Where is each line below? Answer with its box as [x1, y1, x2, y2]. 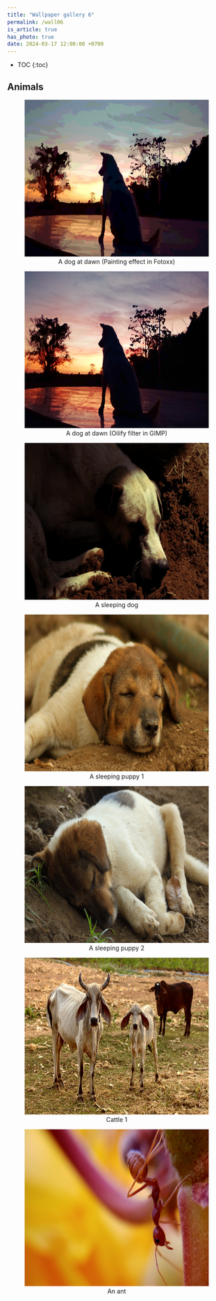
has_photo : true [7, 33, 54, 40]
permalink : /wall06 [7, 18, 64, 26]
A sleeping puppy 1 [89, 772, 144, 780]
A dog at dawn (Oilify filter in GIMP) [65, 429, 168, 437]
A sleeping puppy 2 [89, 944, 144, 952]
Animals [7, 81, 44, 93]
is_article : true [7, 26, 58, 33]
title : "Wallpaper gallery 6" [7, 11, 95, 18]
